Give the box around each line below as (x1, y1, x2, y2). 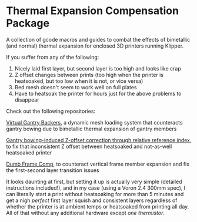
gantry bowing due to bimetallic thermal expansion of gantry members (6, 125, 177, 132)
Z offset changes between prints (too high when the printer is (14, 71, 163, 78)
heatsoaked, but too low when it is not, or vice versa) (14, 78, 143, 85)
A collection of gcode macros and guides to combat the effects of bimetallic (6, 36, 191, 43)
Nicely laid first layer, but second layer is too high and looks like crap (14, 65, 181, 72)
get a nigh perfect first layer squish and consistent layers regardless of (6, 197, 178, 204)
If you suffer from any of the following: (6, 53, 99, 60)
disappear (14, 96, 39, 103)
